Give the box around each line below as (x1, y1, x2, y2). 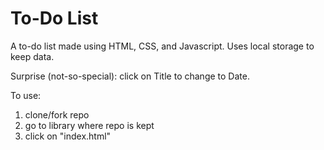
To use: (10, 89, 42, 101)
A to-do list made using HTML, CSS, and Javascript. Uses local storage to (10, 40, 315, 52)
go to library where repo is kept (24, 119, 155, 131)
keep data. (10, 50, 55, 62)
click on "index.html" (24, 130, 112, 142)
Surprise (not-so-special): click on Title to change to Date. (10, 70, 250, 82)
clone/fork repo (24, 108, 90, 121)
